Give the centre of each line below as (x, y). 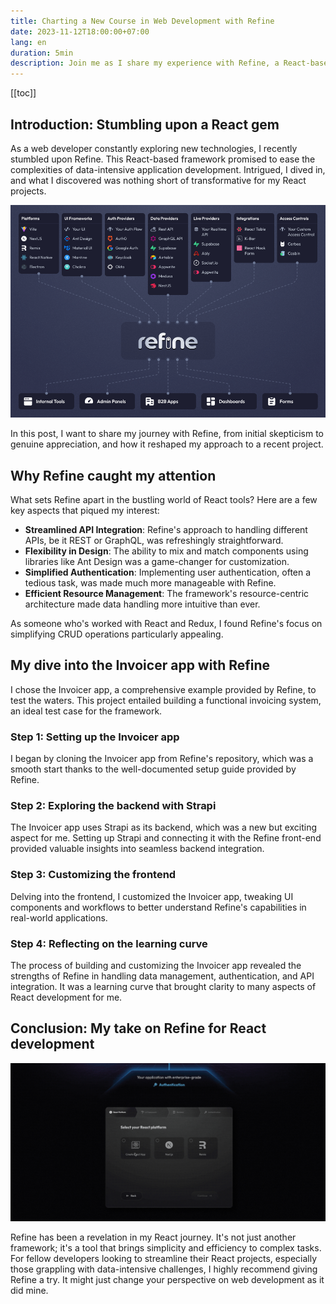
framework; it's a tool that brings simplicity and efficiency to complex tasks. (166, 1247)
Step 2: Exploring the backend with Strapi (113, 806)
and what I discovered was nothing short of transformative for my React (158, 180)
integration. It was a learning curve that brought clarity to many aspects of (163, 987)
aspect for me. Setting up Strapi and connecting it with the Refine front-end (166, 838)
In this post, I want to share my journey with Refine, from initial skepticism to (167, 434)
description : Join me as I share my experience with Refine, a (145, 63)
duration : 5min (42, 53)
